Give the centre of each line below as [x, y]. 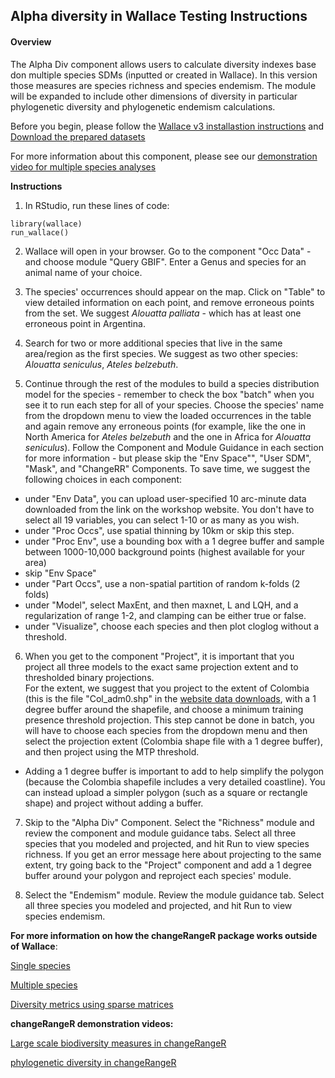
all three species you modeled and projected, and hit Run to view [158, 905]
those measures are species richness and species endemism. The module [163, 85]
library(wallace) [46, 224]
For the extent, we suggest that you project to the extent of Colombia [167, 688]
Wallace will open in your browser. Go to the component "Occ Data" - [168, 251]
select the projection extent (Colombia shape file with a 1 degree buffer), [173, 741]
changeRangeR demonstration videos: [92, 1023]
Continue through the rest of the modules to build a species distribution [172, 383]
